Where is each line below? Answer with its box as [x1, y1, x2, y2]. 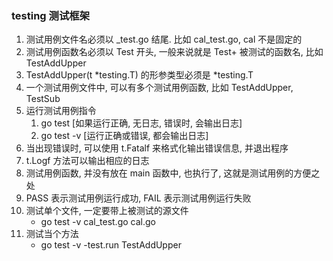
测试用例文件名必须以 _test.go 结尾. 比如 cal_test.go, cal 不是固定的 [25, 33, 303, 46]
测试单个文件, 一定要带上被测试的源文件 [25, 205, 189, 217]
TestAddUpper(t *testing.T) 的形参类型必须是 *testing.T [25, 69, 254, 81]
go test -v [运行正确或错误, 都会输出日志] [40, 130, 209, 142]
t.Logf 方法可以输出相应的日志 [25, 155, 150, 167]
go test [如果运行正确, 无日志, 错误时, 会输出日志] [40, 117, 243, 129]
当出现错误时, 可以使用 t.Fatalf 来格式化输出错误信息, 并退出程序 [25, 142, 289, 154]
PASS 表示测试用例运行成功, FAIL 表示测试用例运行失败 [25, 192, 252, 204]
